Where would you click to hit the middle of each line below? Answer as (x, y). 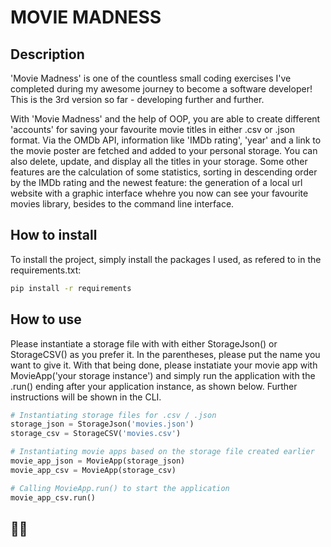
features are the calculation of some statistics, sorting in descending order (164, 172)
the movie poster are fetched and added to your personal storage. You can (164, 150)
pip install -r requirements (71, 288)
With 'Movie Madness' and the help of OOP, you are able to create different (165, 119)
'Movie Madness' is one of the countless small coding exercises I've (151, 78)
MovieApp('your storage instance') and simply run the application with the (163, 375)
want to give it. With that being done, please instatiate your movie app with (164, 365)
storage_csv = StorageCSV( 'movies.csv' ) (96, 434)
